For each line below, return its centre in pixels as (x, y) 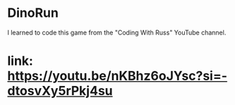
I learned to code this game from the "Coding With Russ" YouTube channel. (117, 32)
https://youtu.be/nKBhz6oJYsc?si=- (117, 76)
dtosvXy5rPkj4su (60, 91)
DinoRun (33, 13)
